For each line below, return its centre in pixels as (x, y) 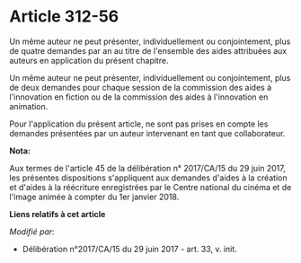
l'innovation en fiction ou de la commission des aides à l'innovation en (139, 97)
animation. (29, 106)
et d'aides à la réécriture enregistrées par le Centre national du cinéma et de (150, 187)
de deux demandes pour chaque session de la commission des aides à (141, 87)
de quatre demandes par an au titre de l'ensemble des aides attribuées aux (148, 50)
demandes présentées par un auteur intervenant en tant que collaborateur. (147, 133)
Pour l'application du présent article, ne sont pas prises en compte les (139, 124)
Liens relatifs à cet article (58, 214)
